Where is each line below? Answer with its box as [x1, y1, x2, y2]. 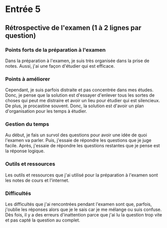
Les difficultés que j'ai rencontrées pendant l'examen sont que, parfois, [5, 201, 152, 207]
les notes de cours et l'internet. [5, 177, 69, 183]
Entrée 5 [5, 4, 41, 15]
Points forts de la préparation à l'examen [5, 46, 106, 53]
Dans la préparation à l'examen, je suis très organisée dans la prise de [5, 58, 149, 64]
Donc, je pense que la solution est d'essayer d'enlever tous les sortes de [5, 92, 155, 98]
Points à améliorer [5, 75, 50, 82]
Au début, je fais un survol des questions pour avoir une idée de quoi [5, 132, 147, 138]
